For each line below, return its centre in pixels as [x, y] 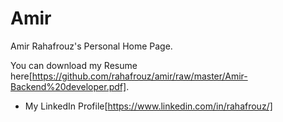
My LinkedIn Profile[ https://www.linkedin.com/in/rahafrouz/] [148, 106]
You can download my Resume [74, 65]
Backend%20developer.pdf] [68, 86]
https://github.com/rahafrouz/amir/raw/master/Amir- [139, 76]
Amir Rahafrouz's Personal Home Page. [91, 46]
